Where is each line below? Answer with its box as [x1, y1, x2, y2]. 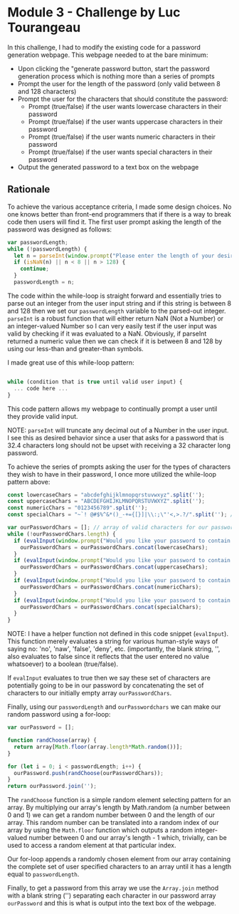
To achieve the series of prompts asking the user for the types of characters [7, 462, 231, 471]
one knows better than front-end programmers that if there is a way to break [7, 209, 231, 218]
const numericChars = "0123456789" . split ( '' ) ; [7, 504, 148, 511]
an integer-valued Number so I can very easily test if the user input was [7, 321, 217, 330]
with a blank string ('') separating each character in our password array [7, 891, 216, 900]
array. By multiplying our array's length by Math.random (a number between [7, 803, 230, 812]
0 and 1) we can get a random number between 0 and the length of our [7, 811, 216, 819]
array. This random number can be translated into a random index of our [7, 819, 219, 827]
